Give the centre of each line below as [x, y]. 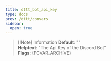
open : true [21, 28]
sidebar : [14, 24]
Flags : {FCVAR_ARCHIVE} [44, 53]
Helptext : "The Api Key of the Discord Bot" [62, 48]
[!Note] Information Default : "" [49, 42]
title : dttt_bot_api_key [31, 10]
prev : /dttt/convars [27, 19]
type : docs [17, 14]
